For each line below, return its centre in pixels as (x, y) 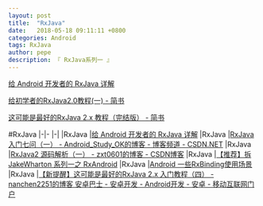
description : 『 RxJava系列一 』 (60, 60)
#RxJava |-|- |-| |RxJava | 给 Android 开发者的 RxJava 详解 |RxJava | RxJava (131, 134)
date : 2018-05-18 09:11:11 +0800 (67, 30)
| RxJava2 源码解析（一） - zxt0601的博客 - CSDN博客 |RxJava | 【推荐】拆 (130, 154)
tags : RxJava (30, 45)
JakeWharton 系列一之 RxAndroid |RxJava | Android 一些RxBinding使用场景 (130, 164)
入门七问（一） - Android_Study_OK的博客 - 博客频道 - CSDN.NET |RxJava (130, 144)
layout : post (30, 16)
